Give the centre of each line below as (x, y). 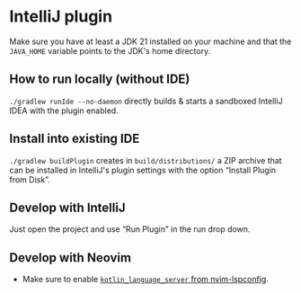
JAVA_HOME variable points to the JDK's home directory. (110, 50)
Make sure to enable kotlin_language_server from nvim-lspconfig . (146, 280)
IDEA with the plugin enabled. (64, 111)
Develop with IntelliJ (67, 207)
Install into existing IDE (75, 139)
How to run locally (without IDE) (100, 80)
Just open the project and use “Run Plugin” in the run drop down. (130, 229)
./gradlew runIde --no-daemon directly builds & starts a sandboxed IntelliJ (146, 101)
